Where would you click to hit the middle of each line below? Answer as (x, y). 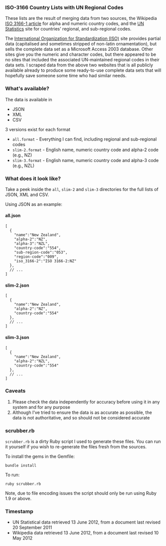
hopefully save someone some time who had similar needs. (66, 76)
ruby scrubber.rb (23, 484)
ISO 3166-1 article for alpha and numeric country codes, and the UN (75, 23)
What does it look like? (33, 179)
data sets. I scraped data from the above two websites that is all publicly (79, 65)
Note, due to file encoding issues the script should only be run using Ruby (81, 493)
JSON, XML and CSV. (27, 194)
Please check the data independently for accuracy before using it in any (86, 402)
